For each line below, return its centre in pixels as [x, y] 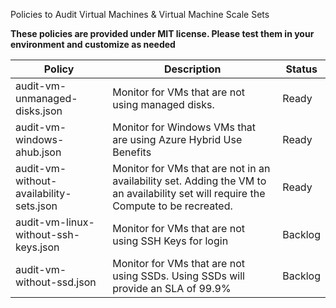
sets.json [36, 206]
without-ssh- [48, 234]
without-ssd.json [56, 282]
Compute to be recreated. [172, 206]
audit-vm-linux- [55, 222]
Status [301, 69]
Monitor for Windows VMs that [184, 127]
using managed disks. [163, 104]
